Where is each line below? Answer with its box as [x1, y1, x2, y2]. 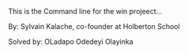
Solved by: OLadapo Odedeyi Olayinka [8, 37, 133, 46]
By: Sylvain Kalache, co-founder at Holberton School [8, 22, 180, 31]
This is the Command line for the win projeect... [8, 7, 163, 16]
